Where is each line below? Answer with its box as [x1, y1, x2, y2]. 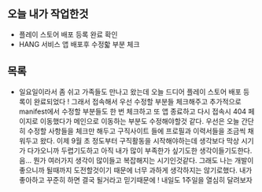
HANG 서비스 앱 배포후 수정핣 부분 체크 [18, 39, 140, 49]
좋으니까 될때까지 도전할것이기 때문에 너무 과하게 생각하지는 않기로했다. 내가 [18, 165, 253, 175]
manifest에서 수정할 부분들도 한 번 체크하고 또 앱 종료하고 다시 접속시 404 [18, 107, 247, 116]
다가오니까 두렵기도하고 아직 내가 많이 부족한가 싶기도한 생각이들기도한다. [27, 146, 253, 155]
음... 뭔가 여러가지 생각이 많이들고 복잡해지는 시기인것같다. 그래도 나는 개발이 [18, 155, 254, 165]
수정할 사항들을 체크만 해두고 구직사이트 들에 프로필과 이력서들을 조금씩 [27, 126, 246, 136]
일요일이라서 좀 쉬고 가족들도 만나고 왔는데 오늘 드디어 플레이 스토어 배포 [18, 87, 242, 96]
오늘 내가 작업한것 [7, 7, 89, 21]
